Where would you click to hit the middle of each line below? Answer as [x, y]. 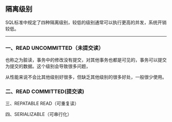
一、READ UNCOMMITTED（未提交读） [55, 48]
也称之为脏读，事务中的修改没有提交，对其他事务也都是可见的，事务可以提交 [86, 60]
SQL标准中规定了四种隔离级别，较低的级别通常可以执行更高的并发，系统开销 [86, 22]
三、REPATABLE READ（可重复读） [42, 104]
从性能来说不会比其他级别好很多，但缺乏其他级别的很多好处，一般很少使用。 [86, 77]
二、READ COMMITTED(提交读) [45, 91]
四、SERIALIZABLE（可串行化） [39, 114]
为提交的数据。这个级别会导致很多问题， [48, 66]
